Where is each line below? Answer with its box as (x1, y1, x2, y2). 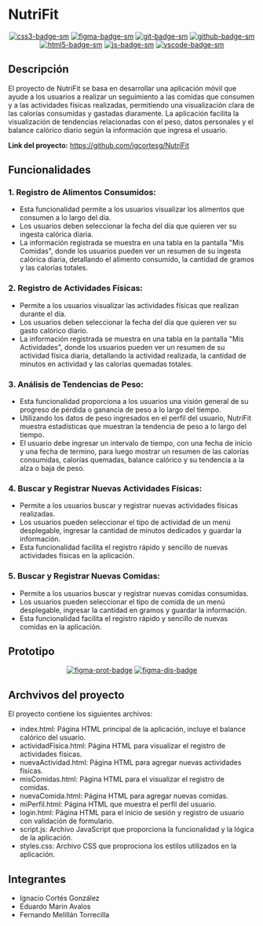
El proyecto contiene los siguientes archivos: (8, 709, 153, 718)
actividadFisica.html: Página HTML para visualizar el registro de (19, 741, 226, 751)
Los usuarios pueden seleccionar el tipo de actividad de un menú (19, 517, 232, 527)
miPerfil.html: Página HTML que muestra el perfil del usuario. (19, 799, 217, 809)
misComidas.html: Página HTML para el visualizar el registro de (19, 774, 225, 784)
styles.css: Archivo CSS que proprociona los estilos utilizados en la (19, 841, 237, 851)
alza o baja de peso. (19, 464, 85, 473)
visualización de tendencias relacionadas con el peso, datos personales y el (8, 116, 254, 127)
